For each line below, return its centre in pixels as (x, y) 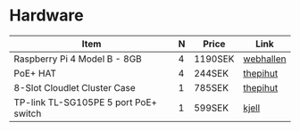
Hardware (46, 16)
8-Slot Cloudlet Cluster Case (75, 87)
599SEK (211, 108)
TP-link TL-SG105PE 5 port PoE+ (86, 102)
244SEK (211, 73)
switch (28, 113)
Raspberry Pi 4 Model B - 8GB (78, 59)
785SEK (211, 87)
